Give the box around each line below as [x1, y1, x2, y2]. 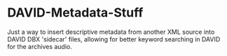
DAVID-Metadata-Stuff [7, 5, 144, 21]
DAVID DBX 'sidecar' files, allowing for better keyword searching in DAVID [7, 35, 221, 43]
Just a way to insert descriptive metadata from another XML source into [7, 28, 215, 36]
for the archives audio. [7, 42, 72, 50]
